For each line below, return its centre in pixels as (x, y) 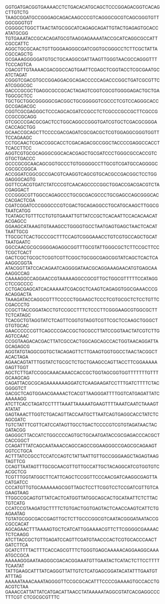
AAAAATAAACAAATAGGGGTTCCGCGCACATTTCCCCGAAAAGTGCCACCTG (82, 581)
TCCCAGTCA (18, 64)
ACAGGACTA (18, 294)
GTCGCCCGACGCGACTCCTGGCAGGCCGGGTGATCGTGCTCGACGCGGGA (81, 122)
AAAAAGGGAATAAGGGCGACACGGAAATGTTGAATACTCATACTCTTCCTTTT (82, 561)
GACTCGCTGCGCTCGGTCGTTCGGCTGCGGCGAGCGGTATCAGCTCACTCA (82, 258)
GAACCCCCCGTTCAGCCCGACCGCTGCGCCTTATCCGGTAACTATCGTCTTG (82, 331)
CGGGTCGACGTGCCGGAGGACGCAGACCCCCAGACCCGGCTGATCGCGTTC (82, 80)
